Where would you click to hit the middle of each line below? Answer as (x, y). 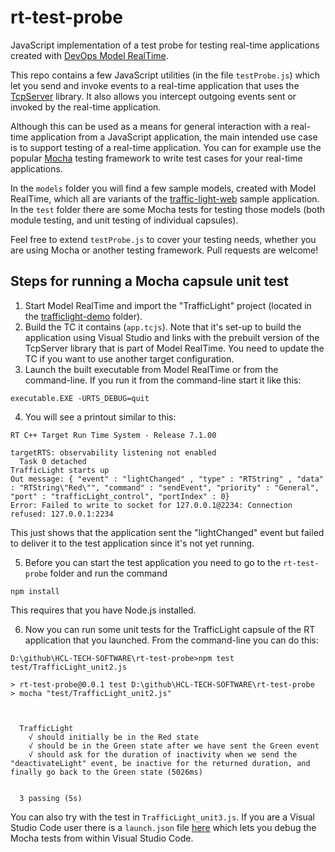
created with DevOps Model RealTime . (89, 55)
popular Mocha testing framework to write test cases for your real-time (156, 158)
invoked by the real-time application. (86, 107)
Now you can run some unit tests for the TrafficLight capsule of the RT (170, 629)
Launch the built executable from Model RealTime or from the (151, 369)
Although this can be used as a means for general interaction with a (149, 126)
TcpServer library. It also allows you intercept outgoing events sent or (153, 96)
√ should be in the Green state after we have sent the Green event (174, 746)
